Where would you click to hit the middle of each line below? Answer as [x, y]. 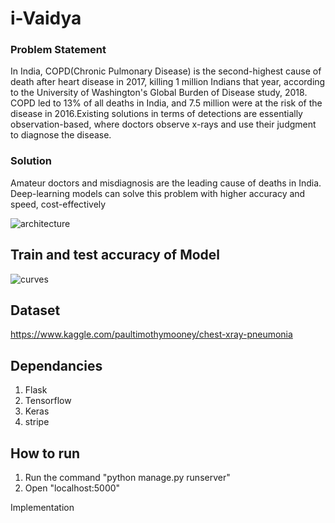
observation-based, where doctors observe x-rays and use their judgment [163, 124]
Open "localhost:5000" [72, 488]
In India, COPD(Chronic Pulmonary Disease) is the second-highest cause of [166, 71]
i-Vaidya [46, 18]
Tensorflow [48, 401]
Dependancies [56, 365]
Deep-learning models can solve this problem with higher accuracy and [158, 193]
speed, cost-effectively [58, 204]
